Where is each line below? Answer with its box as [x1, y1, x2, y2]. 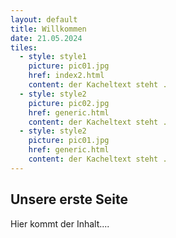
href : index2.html [28, 71, 105, 81]
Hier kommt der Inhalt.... [10, 217, 110, 230]
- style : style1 [19, 52, 87, 62]
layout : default [10, 14, 78, 25]
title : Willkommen [10, 24, 87, 34]
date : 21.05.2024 [10, 33, 83, 43]
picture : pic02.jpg [28, 98, 110, 108]
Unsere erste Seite [10, 191, 128, 208]
